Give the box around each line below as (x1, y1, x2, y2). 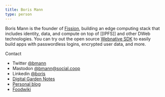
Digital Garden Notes (12, 76, 55, 82)
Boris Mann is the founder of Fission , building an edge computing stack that (5, 25, 160, 31)
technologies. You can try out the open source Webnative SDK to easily (5, 35, 151, 42)
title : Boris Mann (5, 7, 43, 12)
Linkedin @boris (12, 70, 46, 76)
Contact (5, 50, 21, 57)
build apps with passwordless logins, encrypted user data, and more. (5, 41, 146, 47)
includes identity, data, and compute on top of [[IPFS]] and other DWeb (5, 31, 151, 36)
